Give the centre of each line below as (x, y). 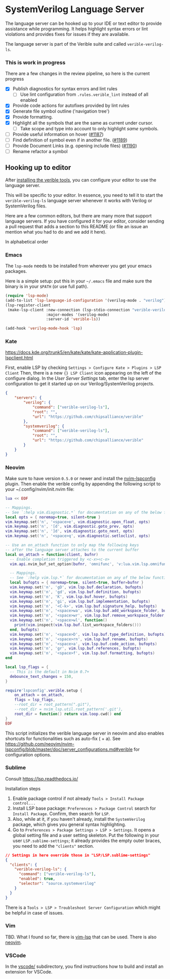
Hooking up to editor (38, 168)
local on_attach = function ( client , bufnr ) (52, 554)
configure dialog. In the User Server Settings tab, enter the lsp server (77, 378)
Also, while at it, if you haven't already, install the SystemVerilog (79, 819)
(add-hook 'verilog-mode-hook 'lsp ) (44, 329)
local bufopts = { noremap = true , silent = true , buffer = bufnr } (77, 583)
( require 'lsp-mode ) (27, 296)
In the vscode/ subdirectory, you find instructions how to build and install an (84, 966)
